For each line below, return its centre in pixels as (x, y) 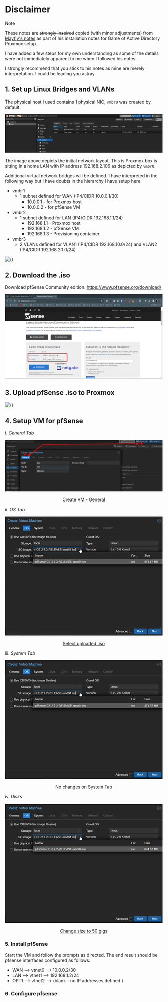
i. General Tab (20, 433)
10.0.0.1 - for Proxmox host (55, 202)
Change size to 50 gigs (84, 931)
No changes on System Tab (84, 787)
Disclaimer (28, 9)
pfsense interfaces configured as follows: (48, 960)
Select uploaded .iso (84, 643)
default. (13, 107)
